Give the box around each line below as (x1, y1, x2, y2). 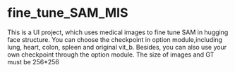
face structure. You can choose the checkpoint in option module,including (7, 35, 222, 43)
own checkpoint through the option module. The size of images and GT (7, 50, 215, 59)
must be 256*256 (7, 57, 60, 66)
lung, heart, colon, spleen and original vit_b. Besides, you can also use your (7, 43, 227, 51)
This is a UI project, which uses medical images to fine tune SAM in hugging (7, 28, 229, 36)
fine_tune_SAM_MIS (7, 5, 128, 21)
